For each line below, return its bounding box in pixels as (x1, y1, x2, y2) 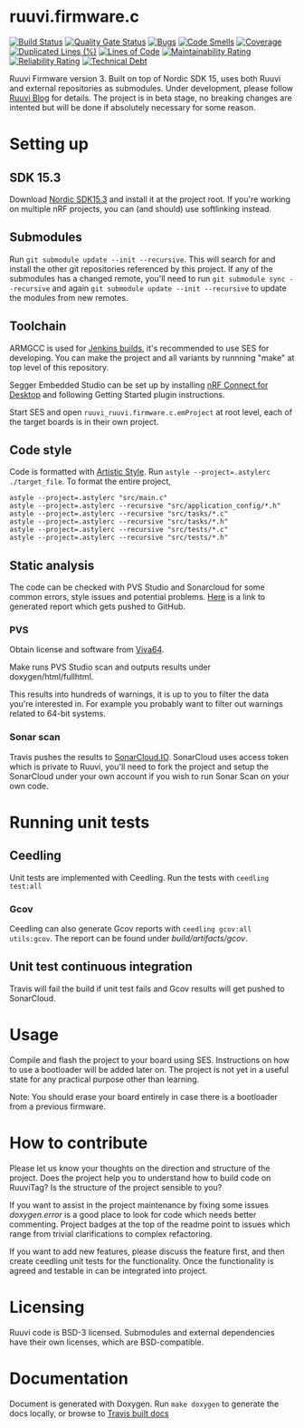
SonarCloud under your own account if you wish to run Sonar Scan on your (9, 770, 290, 781)
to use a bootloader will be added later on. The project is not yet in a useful (9, 1064, 290, 1075)
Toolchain (9, 319, 67, 334)
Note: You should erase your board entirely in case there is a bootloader (9, 1091, 278, 1102)
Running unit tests (9, 812, 150, 833)
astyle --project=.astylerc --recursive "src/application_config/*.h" (9, 501, 281, 511)
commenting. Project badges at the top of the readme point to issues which (9, 1219, 291, 1230)
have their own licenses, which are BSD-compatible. (9, 1336, 204, 1347)
